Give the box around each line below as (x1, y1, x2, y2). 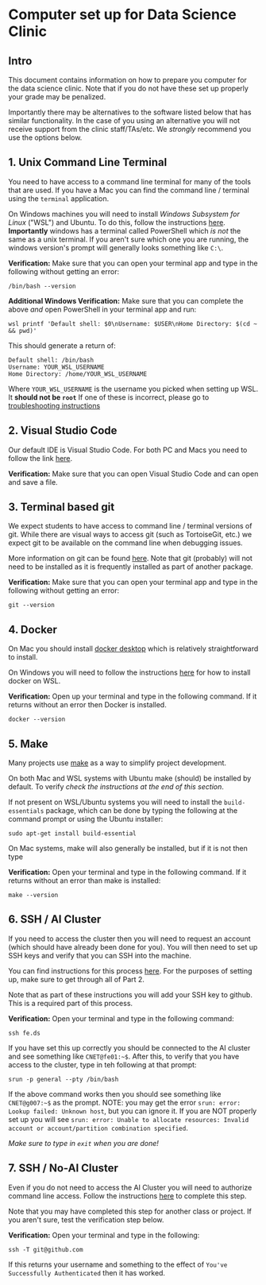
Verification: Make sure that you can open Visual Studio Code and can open (8, 469, 259, 478)
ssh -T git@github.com (8, 1245, 83, 1253)
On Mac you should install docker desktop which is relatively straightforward (8, 644, 259, 653)
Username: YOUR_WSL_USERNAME (8, 363, 105, 371)
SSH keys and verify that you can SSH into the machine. (8, 950, 192, 960)
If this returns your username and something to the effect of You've (8, 1260, 228, 1269)
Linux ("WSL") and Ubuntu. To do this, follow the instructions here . (8, 217, 226, 227)
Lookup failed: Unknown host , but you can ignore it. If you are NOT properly (8, 1106, 257, 1116)
